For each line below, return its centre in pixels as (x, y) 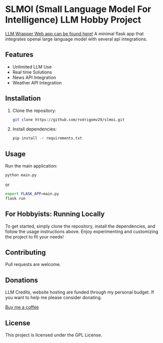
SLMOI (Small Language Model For (78, 9)
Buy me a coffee (22, 307)
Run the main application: (31, 166)
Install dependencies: (34, 129)
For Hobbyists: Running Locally (55, 214)
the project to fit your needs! (34, 236)
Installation (23, 98)
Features (19, 55)
